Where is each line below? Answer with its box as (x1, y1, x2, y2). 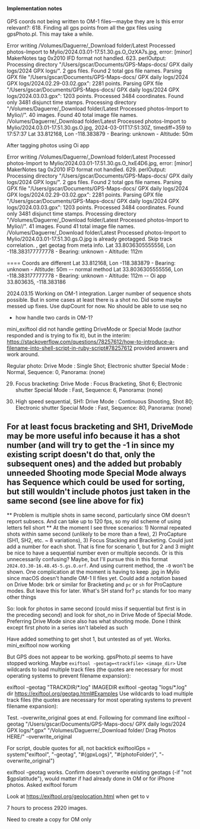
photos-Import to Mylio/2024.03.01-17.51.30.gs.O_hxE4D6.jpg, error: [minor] (7, 160, 192, 167)
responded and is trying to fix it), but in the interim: (7, 332, 131, 339)
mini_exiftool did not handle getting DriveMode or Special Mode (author (7, 325, 182, 333)
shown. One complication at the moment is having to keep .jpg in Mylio (7, 568, 180, 575)
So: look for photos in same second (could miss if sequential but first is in (7, 605, 186, 612)
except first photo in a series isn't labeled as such (7, 624, 128, 631)
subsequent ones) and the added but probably (7, 458, 182, 469)
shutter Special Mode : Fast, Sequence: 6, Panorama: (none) (15, 387, 163, 394)
